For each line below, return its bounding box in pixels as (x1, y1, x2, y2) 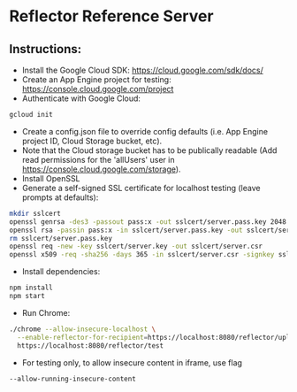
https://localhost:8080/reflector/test (17, 341, 164, 350)
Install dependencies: (21, 266, 101, 277)
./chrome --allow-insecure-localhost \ (9, 325, 156, 334)
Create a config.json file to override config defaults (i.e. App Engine (21, 126, 268, 136)
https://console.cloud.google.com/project (21, 84, 174, 94)
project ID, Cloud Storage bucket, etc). (21, 135, 163, 146)
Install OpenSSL (21, 173, 81, 183)
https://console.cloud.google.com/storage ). (21, 164, 181, 174)
